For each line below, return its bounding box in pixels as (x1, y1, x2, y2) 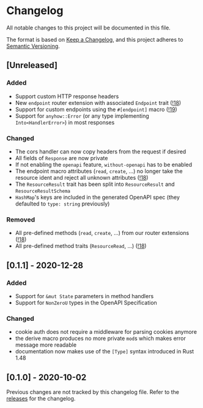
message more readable (15, 341, 77, 348)
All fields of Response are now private (15, 154, 108, 161)
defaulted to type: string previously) (15, 200, 110, 207)
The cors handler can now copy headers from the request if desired (15, 148, 186, 155)
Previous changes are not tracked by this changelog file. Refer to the (6, 388, 179, 396)
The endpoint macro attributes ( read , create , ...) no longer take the (15, 167, 183, 175)
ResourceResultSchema (15, 188, 70, 194)
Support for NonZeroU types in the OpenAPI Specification (15, 299, 157, 306)
